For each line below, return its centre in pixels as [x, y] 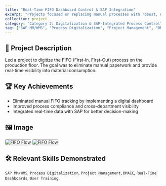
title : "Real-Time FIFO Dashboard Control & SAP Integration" [70, 10]
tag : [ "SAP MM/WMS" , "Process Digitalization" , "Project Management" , [79, 28]
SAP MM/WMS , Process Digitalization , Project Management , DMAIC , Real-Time [81, 173]
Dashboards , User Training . [33, 178]
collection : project [26, 19]
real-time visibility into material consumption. [51, 70]
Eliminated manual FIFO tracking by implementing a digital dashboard [83, 101]
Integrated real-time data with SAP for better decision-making [75, 111]
